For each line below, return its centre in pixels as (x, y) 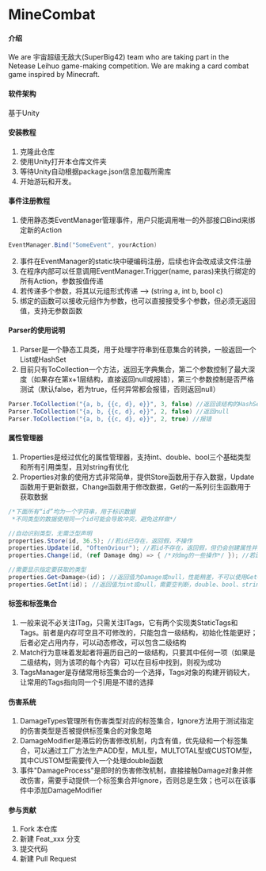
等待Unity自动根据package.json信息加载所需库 (95, 171)
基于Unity (24, 113)
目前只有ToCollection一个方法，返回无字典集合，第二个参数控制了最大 (134, 370)
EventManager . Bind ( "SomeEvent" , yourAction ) (83, 245)
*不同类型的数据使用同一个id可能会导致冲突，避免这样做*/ (94, 519)
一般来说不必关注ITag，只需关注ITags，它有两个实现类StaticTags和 (129, 622)
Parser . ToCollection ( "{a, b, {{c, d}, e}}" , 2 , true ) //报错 (110, 419)
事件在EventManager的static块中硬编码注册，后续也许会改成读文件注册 (135, 261)
